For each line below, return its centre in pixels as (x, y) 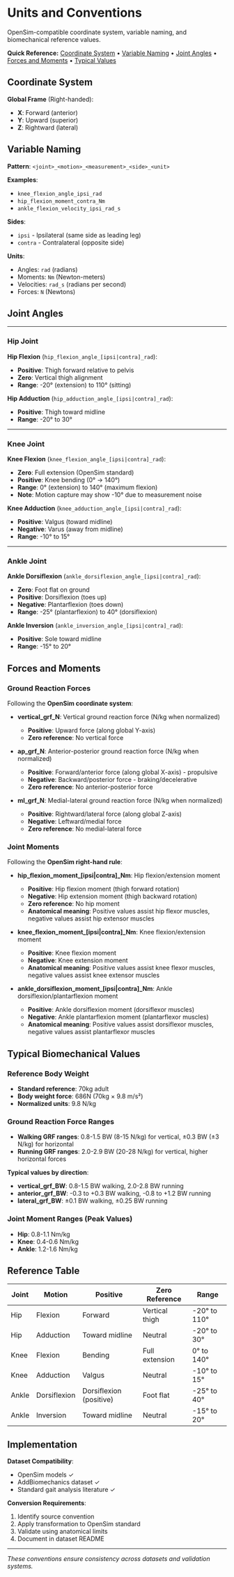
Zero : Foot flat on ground (54, 590)
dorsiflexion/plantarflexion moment (68, 996)
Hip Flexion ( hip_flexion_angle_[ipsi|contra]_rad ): (83, 356)
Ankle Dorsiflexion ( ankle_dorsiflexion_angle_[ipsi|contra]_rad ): (104, 576)
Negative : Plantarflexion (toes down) (70, 605)
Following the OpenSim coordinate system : (70, 703)
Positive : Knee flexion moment (72, 953)
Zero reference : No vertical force (76, 737)
